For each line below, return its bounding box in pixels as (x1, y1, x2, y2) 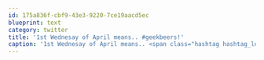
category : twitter (8, 26, 68, 34)
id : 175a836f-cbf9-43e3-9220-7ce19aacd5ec (8, 11, 149, 19)
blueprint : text (8, 19, 61, 26)
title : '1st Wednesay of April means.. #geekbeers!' (8, 33, 185, 41)
